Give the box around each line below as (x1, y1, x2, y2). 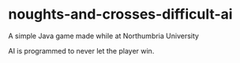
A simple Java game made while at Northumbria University (8, 31, 200, 40)
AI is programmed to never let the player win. (8, 46, 155, 55)
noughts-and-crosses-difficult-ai (8, 5, 233, 23)
